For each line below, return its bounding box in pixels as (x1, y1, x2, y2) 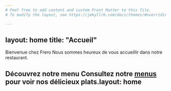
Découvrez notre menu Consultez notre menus (5, 70, 157, 78)
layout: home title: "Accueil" (5, 35, 97, 44)
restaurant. (5, 55, 28, 61)
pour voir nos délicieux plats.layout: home (5, 77, 142, 86)
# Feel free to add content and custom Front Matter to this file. (5, 7, 152, 13)
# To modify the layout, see (5, 12, 67, 17)
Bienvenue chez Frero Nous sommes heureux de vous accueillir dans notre (5, 49, 163, 55)
